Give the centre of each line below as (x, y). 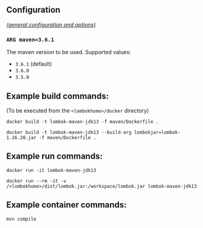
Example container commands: (67, 205)
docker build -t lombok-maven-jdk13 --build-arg (69, 132)
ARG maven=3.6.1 (30, 40)
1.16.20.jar (21, 137)
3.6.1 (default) (33, 64)
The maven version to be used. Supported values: (69, 52)
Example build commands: (58, 96)
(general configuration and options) (51, 24)
